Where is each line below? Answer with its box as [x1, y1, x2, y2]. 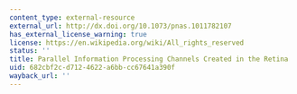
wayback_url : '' [9, 72, 70, 81]
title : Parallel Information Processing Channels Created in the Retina [9, 55, 289, 64]
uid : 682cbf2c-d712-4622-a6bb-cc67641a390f [9, 64, 176, 73]
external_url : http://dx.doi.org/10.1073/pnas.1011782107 [9, 21, 232, 30]
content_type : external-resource [9, 13, 135, 22]
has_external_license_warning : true [9, 30, 147, 38]
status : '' [9, 47, 51, 56]
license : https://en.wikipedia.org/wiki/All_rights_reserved [9, 38, 245, 47]
